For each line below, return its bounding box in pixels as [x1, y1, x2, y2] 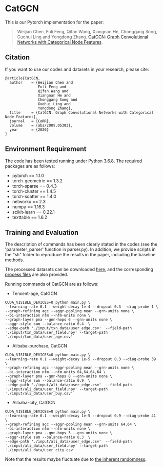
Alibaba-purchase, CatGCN [12, 343, 67, 349]
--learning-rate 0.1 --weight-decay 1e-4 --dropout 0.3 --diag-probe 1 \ [5, 304, 159, 309]
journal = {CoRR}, [9, 119, 51, 123]
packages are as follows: [5, 163, 55, 169]
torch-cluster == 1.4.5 [12, 188, 56, 194]
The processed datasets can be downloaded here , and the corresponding [5, 267, 154, 272]
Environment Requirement [5, 145, 87, 153]
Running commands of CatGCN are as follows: [5, 281, 99, 287]
